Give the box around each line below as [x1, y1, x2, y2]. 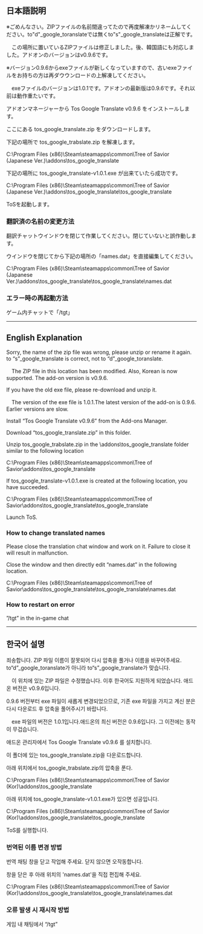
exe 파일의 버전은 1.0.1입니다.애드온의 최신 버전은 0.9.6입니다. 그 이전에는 [11, 718, 185, 725]
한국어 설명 [6, 639, 45, 649]
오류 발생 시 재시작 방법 [6, 905, 69, 914]
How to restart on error [6, 600, 75, 609]
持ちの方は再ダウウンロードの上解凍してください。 [22, 72, 149, 79]
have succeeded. [6, 484, 50, 491]
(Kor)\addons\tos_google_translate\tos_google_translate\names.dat [6, 889, 173, 896]
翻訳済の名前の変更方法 [6, 217, 74, 226]
